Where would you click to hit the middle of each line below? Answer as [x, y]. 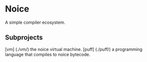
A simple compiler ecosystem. [35, 22]
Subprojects [24, 38]
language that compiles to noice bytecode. [48, 54]
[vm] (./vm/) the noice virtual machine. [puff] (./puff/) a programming [74, 49]
